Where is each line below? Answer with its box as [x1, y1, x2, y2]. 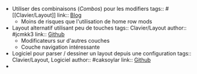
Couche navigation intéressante [20, 43, 101, 51]
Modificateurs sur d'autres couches [20, 37, 110, 44]
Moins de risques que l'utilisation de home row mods [20, 18, 152, 25]
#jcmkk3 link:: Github [11, 31, 65, 38]
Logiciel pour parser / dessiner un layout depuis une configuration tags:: [11, 50, 192, 57]
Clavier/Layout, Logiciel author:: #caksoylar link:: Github [11, 57, 151, 63]
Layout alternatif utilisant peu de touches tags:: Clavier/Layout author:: [11, 24, 187, 31]
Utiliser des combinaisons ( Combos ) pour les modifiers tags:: [11, 5, 164, 12]
